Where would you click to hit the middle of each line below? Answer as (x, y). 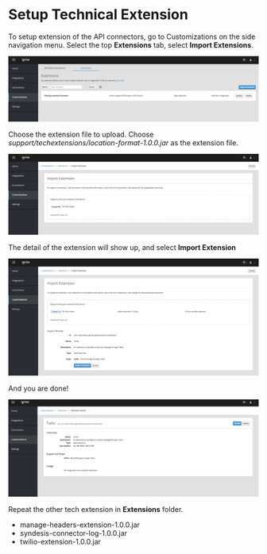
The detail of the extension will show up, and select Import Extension (122, 247)
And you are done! (39, 388)
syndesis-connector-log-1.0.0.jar (74, 533)
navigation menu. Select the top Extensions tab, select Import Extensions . (131, 44)
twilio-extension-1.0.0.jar (60, 541)
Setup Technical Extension (98, 15)
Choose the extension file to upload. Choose (81, 134)
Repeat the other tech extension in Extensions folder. (96, 509)
